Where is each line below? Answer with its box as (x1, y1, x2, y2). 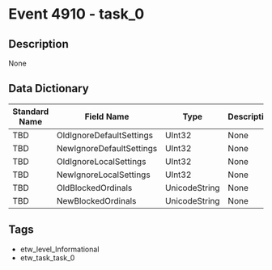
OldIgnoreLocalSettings (56, 155, 147, 167)
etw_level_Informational (19, 244, 100, 254)
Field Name (84, 111, 130, 122)
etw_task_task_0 (19, 252, 75, 263)
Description (8, 37, 69, 51)
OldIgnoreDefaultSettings (56, 129, 154, 141)
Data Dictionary (8, 82, 89, 95)
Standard (12, 106, 49, 117)
